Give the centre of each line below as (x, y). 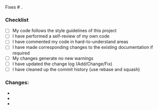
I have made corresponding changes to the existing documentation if (83, 47)
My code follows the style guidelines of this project (64, 31)
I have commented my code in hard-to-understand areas (70, 42)
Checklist (17, 20)
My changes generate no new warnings (53, 58)
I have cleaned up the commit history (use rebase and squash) (76, 69)
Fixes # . (14, 7)
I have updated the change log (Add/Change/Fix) (62, 64)
